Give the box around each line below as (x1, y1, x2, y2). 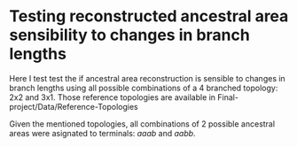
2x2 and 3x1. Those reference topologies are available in (9, 91, 215, 103)
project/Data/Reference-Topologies (9, 101, 139, 112)
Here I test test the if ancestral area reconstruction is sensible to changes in (9, 73, 285, 83)
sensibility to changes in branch (9, 25, 250, 45)
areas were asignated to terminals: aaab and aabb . (9, 128, 197, 138)
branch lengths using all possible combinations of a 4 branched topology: (9, 82, 278, 93)
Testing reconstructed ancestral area (9, 6, 289, 27)
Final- (216, 91, 239, 103)
